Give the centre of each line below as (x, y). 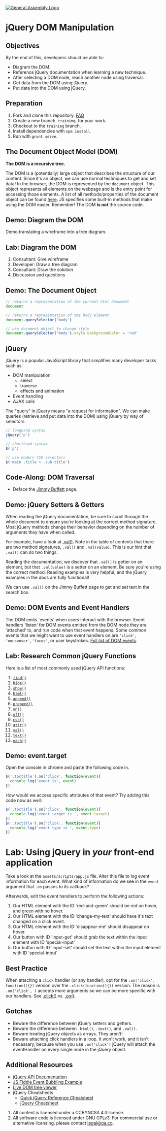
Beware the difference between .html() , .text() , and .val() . (75, 1028)
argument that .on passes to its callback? (47, 887)
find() (19, 678)
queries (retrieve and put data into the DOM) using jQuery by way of (75, 416)
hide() (19, 683)
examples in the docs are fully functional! (47, 577)
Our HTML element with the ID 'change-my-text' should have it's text (83, 916)
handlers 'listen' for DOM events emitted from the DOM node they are (76, 625)
